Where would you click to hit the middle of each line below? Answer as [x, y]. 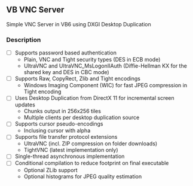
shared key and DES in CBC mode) [66, 72]
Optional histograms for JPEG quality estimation [83, 176]
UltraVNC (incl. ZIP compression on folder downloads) [91, 144]
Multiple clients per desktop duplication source [82, 118]
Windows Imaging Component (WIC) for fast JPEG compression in [105, 86]
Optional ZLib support [50, 170]
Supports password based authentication [66, 53]
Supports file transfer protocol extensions [66, 137]
